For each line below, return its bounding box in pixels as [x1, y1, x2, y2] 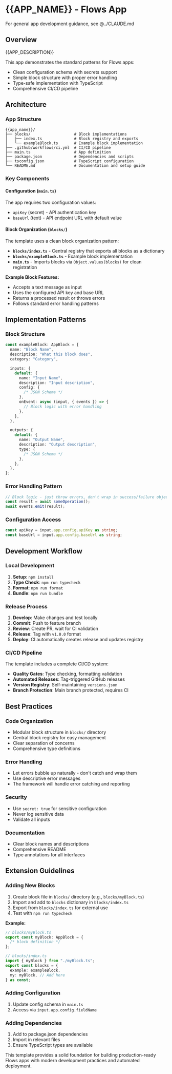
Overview [5, 35, 37, 44]
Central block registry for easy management [12, 735, 106, 741]
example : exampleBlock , [10, 968, 60, 973]
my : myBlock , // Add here [10, 972, 66, 977]
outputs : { [10, 428, 33, 433]
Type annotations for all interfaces [12, 852, 85, 858]
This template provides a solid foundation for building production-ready [5, 1052, 156, 1058]
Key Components [5, 175, 50, 182]
